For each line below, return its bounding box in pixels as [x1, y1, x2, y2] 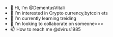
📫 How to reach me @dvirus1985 [10, 26, 81, 32]
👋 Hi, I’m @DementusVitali [10, 5, 65, 10]
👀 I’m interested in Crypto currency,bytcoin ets [10, 10, 108, 16]
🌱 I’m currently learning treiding [10, 15, 76, 21]
